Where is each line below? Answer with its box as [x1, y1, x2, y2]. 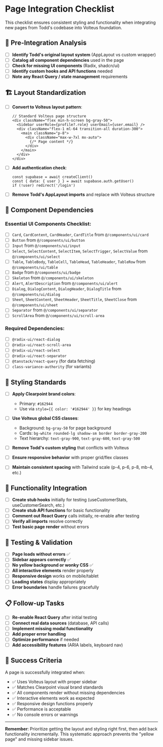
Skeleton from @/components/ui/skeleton [12, 275, 94, 281]
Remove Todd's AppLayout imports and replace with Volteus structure [12, 192, 155, 197]
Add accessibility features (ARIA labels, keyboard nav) [12, 642, 123, 648]
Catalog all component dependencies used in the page [12, 57, 124, 63]
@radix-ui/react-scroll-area [12, 342, 71, 347]
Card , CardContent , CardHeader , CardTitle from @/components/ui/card [12, 231, 149, 237]
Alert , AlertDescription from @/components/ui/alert [12, 281, 118, 286]
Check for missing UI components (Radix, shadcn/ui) [12, 62, 120, 69]
